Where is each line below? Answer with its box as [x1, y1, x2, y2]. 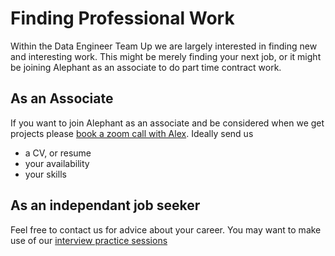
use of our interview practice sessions [10, 234, 168, 246]
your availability [24, 157, 90, 169]
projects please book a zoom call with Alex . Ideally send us [10, 127, 254, 139]
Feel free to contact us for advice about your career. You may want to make [10, 223, 322, 236]
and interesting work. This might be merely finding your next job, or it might [10, 50, 322, 62]
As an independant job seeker [10, 197, 201, 214]
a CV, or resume [24, 147, 92, 159]
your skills [24, 168, 67, 180]
